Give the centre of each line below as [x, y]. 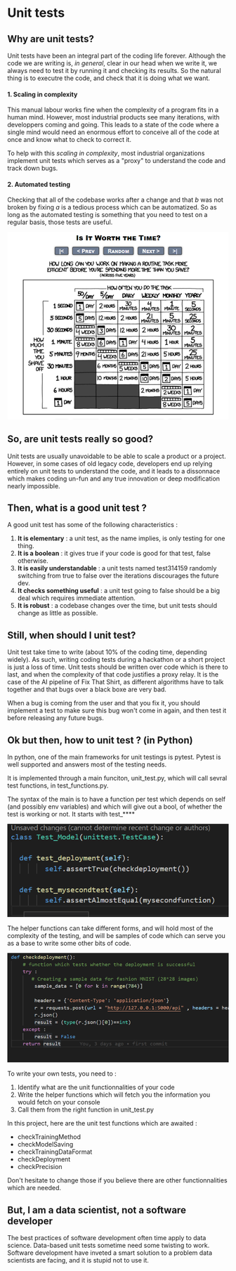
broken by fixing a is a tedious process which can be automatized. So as [112, 207]
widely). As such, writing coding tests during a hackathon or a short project [116, 660]
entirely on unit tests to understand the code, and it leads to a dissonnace [114, 471]
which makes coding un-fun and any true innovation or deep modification [113, 478]
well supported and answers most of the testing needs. [87, 764]
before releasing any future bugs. [55, 718]
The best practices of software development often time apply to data [107, 1237]
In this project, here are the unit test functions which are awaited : [102, 1123]
